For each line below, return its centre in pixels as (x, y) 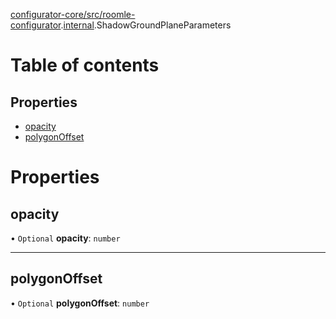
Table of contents (85, 65)
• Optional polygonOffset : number (80, 303)
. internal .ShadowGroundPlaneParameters (146, 25)
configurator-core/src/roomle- (73, 14)
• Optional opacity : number (65, 238)
